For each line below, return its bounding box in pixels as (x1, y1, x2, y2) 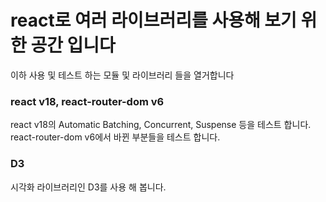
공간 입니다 (30, 34, 116, 57)
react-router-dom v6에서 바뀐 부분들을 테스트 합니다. (10, 131, 221, 143)
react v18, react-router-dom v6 (10, 94, 165, 108)
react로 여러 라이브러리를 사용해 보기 (10, 9, 297, 32)
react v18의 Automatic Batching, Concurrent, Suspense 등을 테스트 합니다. (10, 119, 312, 131)
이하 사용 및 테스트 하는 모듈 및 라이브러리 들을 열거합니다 (10, 69, 235, 81)
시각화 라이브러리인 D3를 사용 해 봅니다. (10, 181, 167, 193)
